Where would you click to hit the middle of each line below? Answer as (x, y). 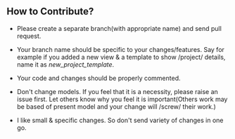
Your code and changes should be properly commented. (99, 78)
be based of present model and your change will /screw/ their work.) (116, 106)
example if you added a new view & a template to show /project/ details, (121, 57)
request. (29, 36)
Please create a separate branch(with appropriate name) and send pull (119, 28)
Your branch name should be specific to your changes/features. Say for (120, 49)
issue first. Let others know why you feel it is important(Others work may (122, 99)
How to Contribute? (50, 12)
